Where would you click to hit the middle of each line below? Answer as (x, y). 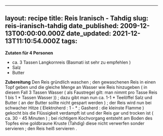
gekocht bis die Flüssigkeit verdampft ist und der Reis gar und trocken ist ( (79, 113)
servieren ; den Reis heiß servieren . (41, 128)
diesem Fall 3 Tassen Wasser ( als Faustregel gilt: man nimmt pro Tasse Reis (81, 92)
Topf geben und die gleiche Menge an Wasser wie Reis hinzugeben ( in (76, 87)
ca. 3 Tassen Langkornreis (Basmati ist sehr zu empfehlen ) (71, 62)
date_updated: (89, 34)
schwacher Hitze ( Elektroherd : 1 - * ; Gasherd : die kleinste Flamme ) (75, 108)
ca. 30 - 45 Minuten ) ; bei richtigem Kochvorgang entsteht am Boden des (79, 118)
